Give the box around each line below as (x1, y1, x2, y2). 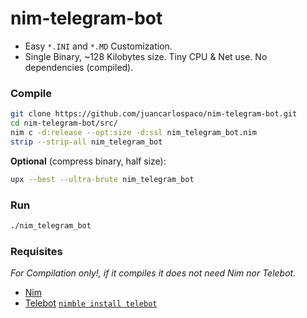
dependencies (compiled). (24, 61, 134, 73)
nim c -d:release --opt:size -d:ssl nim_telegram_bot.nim (10, 127, 257, 137)
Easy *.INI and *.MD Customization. (24, 40, 173, 52)
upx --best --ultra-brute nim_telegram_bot (10, 174, 195, 184)
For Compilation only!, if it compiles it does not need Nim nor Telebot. (10, 267, 297, 279)
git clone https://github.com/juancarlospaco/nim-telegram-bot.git (10, 109, 298, 119)
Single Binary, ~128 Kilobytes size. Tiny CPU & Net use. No (24, 50, 268, 62)
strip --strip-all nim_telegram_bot (10, 137, 163, 147)
